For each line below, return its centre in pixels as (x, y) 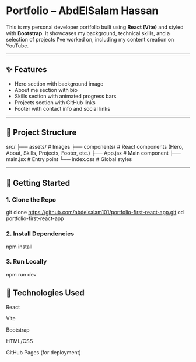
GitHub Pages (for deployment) (44, 352)
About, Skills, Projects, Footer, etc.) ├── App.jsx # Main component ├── (93, 153)
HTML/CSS (20, 341)
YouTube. (17, 46)
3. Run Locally (27, 262)
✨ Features (27, 69)
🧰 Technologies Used (45, 293)
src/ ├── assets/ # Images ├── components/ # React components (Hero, (95, 146)
